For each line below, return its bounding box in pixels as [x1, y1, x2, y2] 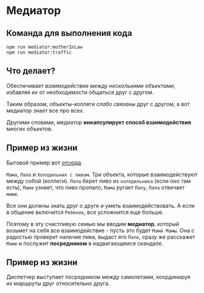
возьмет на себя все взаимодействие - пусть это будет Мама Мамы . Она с [6, 227, 195, 234]
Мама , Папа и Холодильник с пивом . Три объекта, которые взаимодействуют [6, 171, 198, 178]
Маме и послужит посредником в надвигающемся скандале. [6, 239, 164, 247]
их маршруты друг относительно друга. [6, 280, 110, 287]
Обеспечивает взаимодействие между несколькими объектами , [6, 82, 176, 89]
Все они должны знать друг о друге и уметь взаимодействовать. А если [6, 202, 195, 209]
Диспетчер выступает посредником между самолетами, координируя [6, 274, 191, 281]
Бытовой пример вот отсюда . [6, 159, 83, 166]
